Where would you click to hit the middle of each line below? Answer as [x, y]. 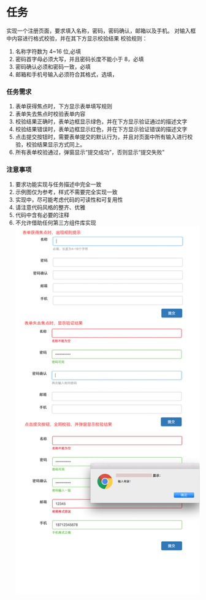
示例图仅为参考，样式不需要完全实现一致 [66, 192]
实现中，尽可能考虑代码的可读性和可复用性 [69, 199]
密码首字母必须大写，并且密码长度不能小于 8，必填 [79, 59]
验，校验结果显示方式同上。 [50, 145]
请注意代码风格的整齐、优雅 [50, 207]
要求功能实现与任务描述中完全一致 [58, 184]
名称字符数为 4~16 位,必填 [48, 51]
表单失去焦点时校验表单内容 [50, 114]
